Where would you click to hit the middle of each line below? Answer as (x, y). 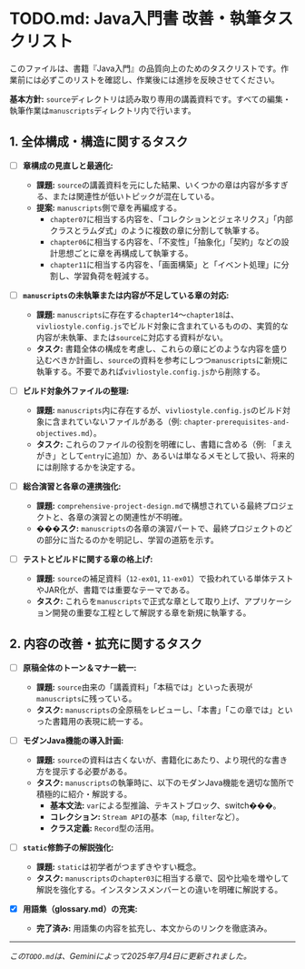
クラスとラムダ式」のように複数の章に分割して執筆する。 (157, 230)
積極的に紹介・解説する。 (84, 794)
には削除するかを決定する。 (88, 467)
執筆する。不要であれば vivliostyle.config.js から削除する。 (150, 371)
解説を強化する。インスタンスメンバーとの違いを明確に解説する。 (159, 890)
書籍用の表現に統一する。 (100, 721)
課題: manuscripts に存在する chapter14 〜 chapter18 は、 (137, 314)
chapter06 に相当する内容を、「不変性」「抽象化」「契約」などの (165, 241)
